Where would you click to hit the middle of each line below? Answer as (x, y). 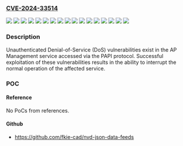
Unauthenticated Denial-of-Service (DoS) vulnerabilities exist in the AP (91, 50)
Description (23, 37)
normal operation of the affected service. (56, 68)
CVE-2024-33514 (32, 8)
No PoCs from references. (38, 110)
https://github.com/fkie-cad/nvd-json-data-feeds (74, 137)
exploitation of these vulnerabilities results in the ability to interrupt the (91, 62)
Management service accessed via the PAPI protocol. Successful (85, 56)
